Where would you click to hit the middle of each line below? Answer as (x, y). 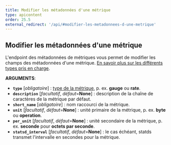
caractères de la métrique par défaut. (52, 99)
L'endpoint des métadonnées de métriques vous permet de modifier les (80, 57)
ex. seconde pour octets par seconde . (54, 127)
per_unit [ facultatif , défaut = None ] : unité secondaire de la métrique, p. (88, 121)
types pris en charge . (28, 68)
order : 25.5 (18, 19)
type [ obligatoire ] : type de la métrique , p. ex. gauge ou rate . (77, 88)
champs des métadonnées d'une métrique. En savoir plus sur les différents (84, 63)
